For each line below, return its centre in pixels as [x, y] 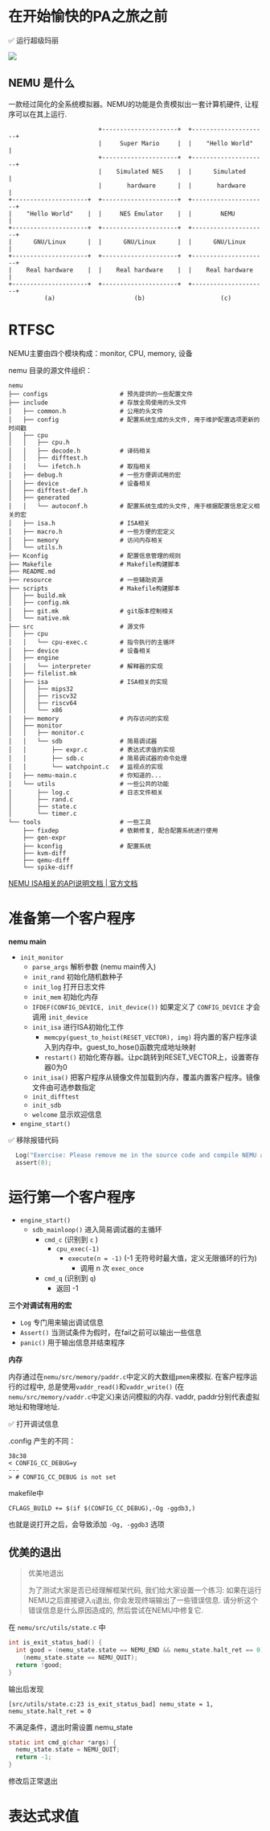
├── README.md [32, 571]
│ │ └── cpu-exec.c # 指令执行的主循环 [92, 642]
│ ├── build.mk [37, 596]
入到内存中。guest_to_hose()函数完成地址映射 [120, 1047]
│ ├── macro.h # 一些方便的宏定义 [92, 531]
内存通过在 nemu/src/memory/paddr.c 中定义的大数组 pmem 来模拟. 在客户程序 [129, 1377]
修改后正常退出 [33, 1781]
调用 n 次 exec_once [112, 1268]
